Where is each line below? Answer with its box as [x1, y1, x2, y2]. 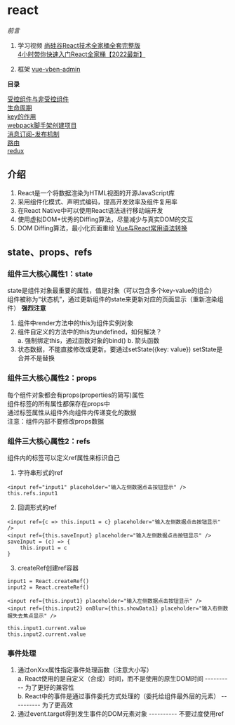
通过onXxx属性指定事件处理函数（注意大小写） [17, 666, 153, 674]
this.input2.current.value [7, 631, 86, 638]
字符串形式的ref [17, 469, 63, 477]
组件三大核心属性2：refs [7, 436, 90, 446]
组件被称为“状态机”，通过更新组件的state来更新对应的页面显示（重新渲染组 [7, 295, 224, 303]
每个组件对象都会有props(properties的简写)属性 [7, 391, 145, 399]
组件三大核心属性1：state [7, 269, 93, 279]
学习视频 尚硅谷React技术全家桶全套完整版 [17, 41, 141, 49]
